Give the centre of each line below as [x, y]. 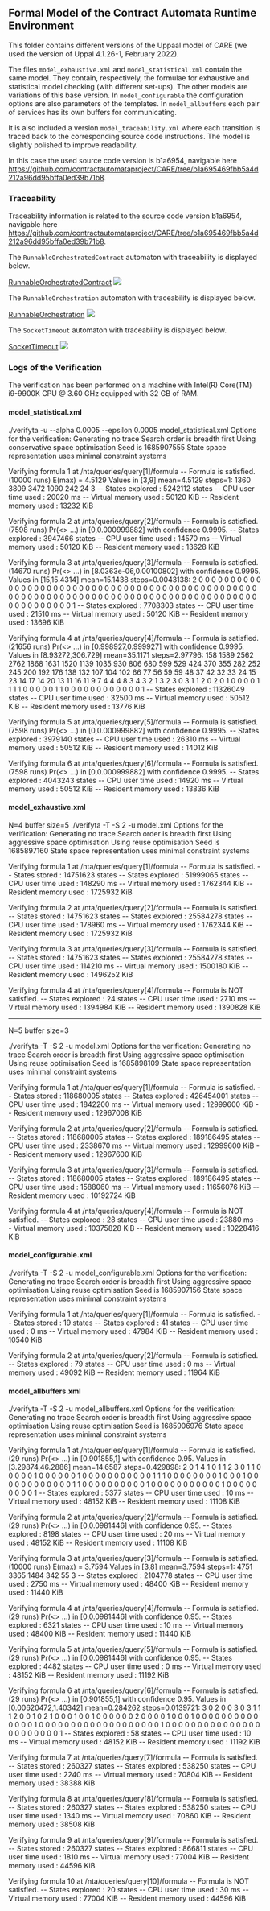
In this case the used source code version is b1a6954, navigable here [123, 160]
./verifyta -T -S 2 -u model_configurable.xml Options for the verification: [128, 1273]
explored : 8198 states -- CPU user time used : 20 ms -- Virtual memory [127, 1534]
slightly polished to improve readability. [73, 145]
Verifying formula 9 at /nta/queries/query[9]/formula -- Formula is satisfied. [133, 1840]
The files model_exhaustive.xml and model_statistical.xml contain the [125, 69]
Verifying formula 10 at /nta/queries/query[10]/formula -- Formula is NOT [129, 1881]
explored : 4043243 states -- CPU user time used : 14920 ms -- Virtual [126, 780]
